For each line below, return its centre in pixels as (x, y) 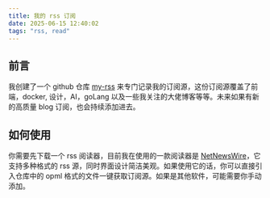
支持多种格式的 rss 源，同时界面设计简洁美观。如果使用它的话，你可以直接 (132, 166)
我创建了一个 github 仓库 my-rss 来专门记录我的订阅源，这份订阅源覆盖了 (130, 86)
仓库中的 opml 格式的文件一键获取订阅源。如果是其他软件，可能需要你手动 (138, 176)
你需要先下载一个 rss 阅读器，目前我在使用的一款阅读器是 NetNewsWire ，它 (135, 156)
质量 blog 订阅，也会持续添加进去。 (81, 107)
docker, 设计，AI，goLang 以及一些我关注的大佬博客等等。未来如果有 (137, 97)
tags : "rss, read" (39, 31)
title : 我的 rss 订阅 (42, 16)
